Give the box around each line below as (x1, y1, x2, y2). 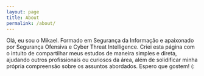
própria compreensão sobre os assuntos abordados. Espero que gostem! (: (6, 63, 195, 70)
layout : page (6, 9, 40, 15)
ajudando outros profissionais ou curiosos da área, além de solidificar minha (6, 56, 198, 64)
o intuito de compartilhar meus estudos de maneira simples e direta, (6, 50, 177, 57)
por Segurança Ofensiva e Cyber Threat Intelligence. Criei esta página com (6, 43, 195, 50)
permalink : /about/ (6, 20, 56, 26)
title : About (6, 15, 40, 21)
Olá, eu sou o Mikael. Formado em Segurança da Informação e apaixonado (6, 37, 194, 44)
